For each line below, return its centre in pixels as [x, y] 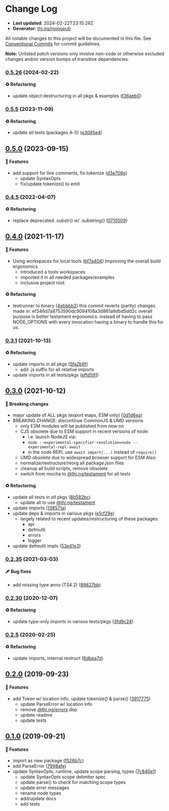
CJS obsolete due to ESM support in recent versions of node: [84, 431]
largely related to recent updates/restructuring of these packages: [90, 519]
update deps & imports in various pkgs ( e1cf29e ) [63, 513]
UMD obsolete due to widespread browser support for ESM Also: [88, 458]
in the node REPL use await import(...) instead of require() [92, 452]
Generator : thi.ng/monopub [42, 28]
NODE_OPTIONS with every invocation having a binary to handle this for [88, 322]
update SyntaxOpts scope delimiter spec [63, 777]
